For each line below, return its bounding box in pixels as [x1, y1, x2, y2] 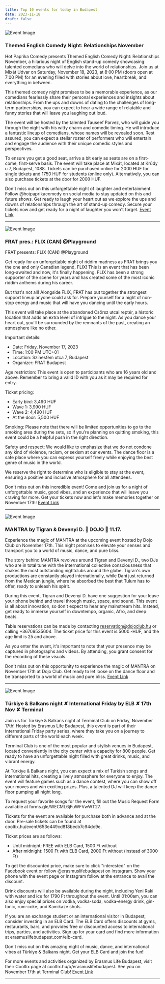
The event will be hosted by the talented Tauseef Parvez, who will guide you [5, 119, 160, 125]
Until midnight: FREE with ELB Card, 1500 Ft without [12, 842, 117, 849]
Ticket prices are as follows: [5, 833, 62, 839]
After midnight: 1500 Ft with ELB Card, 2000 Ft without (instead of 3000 [12, 848, 158, 854]
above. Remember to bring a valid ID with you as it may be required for [5, 374, 148, 380]
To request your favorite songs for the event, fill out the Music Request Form [5, 798, 160, 804]
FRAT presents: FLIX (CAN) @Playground [5, 249, 88, 255]
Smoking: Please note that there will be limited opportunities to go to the [5, 424, 151, 430]
